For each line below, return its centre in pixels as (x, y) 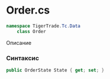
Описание (19, 42)
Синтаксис (23, 58)
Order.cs (28, 10)
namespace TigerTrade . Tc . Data (43, 26)
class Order (31, 31)
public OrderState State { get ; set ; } (55, 70)
